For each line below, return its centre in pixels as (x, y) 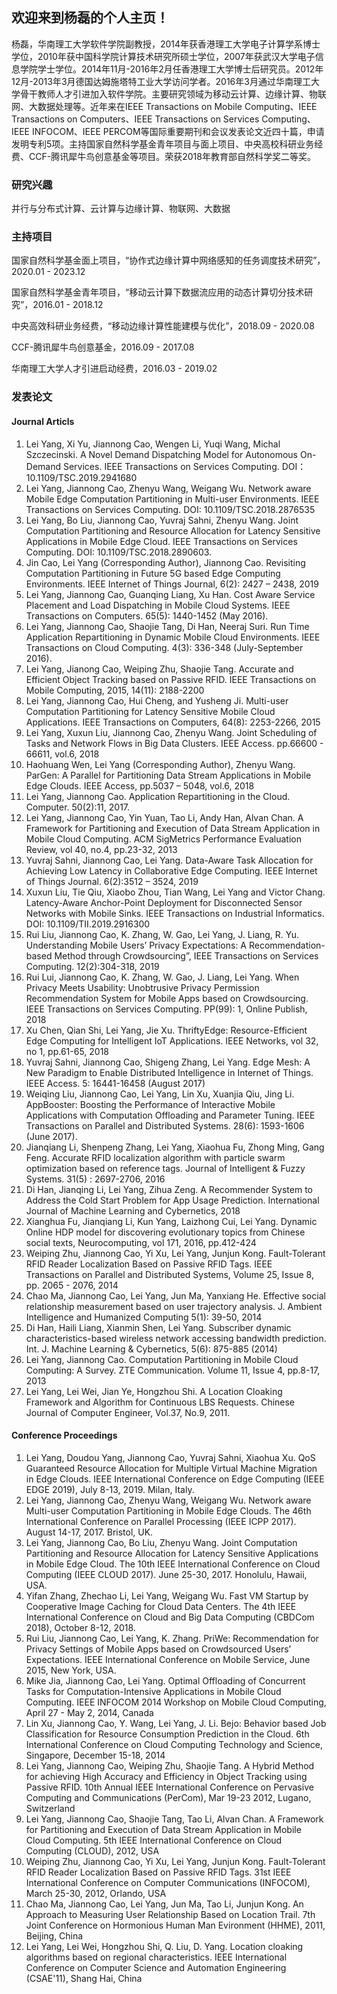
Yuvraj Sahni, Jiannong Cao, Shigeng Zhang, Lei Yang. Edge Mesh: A (168, 1062)
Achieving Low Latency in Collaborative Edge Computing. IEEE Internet (171, 870)
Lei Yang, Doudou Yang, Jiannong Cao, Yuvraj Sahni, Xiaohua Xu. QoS (170, 1457)
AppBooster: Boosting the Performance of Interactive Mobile (150, 1104)
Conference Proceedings (64, 1435)
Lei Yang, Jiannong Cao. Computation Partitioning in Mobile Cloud (162, 1359)
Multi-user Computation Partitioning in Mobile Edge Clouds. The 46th (168, 1510)
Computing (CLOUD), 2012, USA (92, 1850)
